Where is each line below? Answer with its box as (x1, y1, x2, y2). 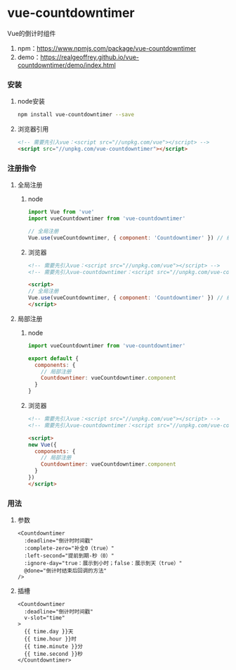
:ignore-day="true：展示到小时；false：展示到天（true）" (24, 560, 183, 567)
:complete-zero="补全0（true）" (24, 545, 114, 552)
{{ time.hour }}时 (24, 635, 77, 643)
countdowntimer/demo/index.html (17, 61, 116, 69)
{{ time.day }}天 (24, 628, 74, 635)
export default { (27, 354, 79, 362)
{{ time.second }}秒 (24, 650, 83, 658)
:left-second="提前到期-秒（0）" (24, 552, 114, 559)
